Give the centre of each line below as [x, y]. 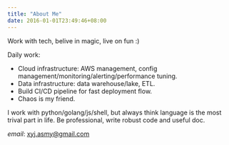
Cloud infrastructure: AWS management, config [87, 68]
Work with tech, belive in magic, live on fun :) [73, 41]
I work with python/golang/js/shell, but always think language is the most [114, 112]
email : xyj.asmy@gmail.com [49, 134]
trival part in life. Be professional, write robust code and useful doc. [106, 120]
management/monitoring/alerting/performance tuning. [97, 76]
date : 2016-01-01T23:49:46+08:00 [57, 21]
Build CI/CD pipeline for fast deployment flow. [85, 91]
